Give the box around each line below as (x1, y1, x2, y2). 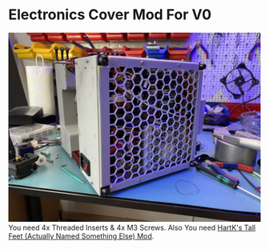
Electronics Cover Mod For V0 (8, 6, 212, 24)
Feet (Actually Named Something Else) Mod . (8, 231, 155, 241)
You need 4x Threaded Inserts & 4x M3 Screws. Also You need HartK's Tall (8, 223, 256, 232)
